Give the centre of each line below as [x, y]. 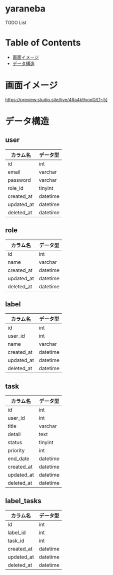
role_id [16, 188]
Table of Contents [43, 43]
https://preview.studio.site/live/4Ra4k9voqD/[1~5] [56, 99]
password [19, 180]
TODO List [16, 22]
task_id [16, 541]
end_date [19, 459]
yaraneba [25, 9]
